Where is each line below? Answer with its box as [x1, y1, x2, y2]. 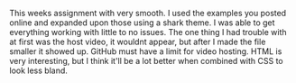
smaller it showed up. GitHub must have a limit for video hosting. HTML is [9, 46, 282, 57]
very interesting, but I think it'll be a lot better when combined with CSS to [9, 56, 283, 66]
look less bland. [9, 65, 68, 76]
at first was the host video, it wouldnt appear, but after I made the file [9, 36, 266, 47]
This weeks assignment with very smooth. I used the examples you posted [9, 8, 287, 18]
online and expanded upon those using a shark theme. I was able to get [9, 17, 275, 28]
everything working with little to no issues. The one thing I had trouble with [9, 27, 287, 37]
